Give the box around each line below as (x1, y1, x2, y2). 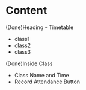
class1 (14, 35, 30, 42)
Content (5, 4, 48, 18)
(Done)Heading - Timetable (5, 24, 74, 31)
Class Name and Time (14, 71, 70, 79)
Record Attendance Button (14, 78, 81, 85)
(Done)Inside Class (5, 60, 53, 67)
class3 (14, 48, 31, 55)
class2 (14, 42, 31, 49)
